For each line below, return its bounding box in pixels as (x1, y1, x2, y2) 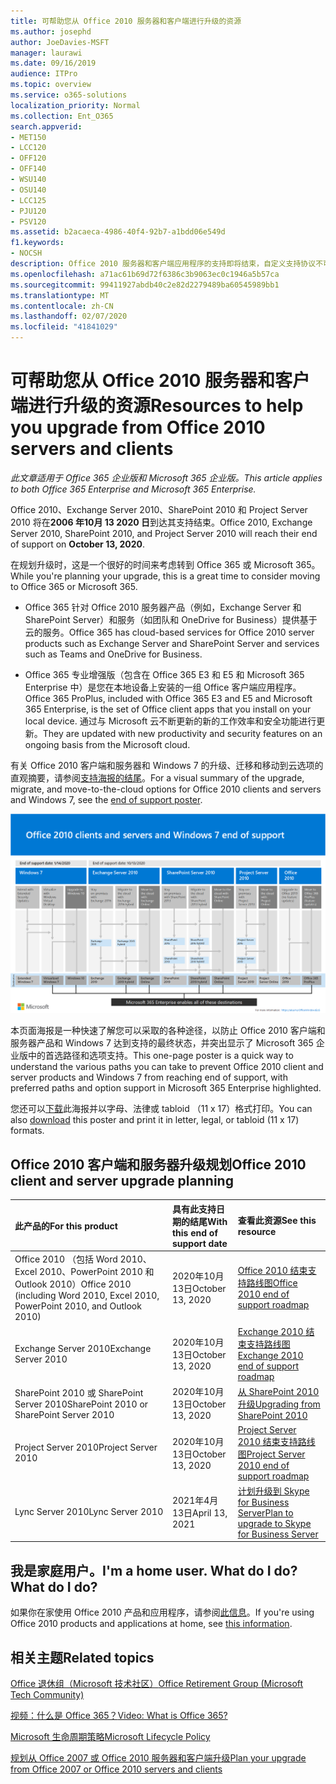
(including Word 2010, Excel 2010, (14, 1289, 160, 1301)
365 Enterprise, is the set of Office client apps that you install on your (24, 703, 312, 715)
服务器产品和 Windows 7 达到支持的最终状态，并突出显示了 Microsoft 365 (10, 1037, 314, 1049)
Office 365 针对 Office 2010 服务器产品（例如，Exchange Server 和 (24, 601, 302, 613)
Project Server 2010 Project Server (14, 1441, 158, 1454)
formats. (10, 1125, 45, 1137)
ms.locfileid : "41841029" (10, 322, 118, 332)
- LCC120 (10, 143, 47, 153)
